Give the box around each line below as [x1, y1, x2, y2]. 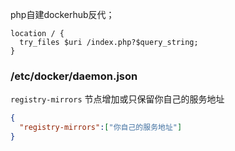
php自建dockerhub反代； [10, 9, 115, 20]
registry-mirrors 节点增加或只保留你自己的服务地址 [10, 93, 225, 105]
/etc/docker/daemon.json [10, 69, 138, 83]
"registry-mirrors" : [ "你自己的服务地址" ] [19, 123, 183, 133]
